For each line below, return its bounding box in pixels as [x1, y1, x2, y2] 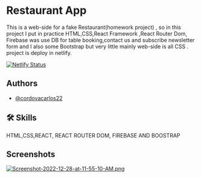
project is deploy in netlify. [6, 49, 72, 56]
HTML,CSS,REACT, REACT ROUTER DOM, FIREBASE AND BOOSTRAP [6, 132, 180, 139]
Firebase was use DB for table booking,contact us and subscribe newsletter [6, 36, 195, 43]
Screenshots [6, 149, 56, 159]
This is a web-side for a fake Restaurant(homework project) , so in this [6, 24, 181, 31]
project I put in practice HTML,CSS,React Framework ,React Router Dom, [6, 30, 188, 37]
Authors [6, 78, 38, 89]
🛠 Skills [6, 113, 37, 123]
